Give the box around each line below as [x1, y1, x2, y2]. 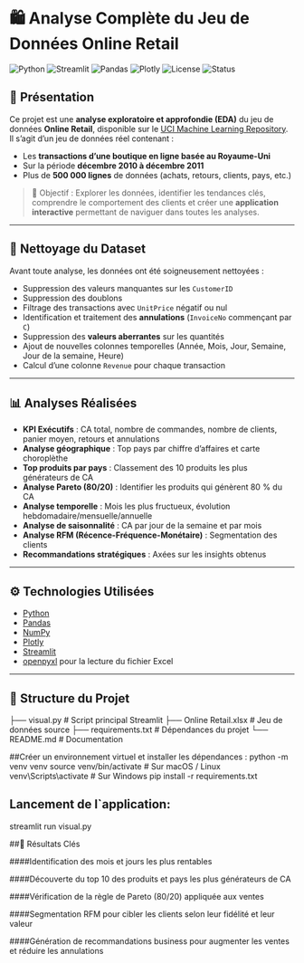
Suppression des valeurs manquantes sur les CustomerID [22, 282, 233, 293]
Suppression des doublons [22, 292, 123, 303]
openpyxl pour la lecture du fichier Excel [22, 656, 174, 667]
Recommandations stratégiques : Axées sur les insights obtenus [22, 549, 267, 560]
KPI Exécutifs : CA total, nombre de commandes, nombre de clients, [22, 424, 278, 435]
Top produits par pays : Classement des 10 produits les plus [22, 462, 248, 473]
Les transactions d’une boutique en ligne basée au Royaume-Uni [22, 150, 271, 161]
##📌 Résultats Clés [9, 838, 81, 849]
